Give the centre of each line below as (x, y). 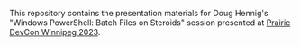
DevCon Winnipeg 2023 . (55, 32)
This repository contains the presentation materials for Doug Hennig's (139, 13)
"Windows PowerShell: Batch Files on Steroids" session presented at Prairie (150, 23)
